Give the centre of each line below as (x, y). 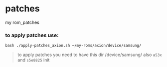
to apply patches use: (32, 35)
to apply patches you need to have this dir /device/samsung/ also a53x (89, 55)
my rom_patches (22, 22)
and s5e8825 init (33, 60)
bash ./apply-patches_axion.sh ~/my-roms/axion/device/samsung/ (73, 46)
